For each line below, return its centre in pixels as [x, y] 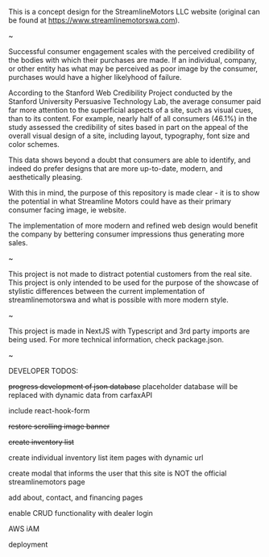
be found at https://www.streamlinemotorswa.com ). [94, 20]
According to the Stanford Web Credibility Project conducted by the [120, 93]
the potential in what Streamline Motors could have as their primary [120, 201]
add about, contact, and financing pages [76, 497]
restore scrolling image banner [59, 426]
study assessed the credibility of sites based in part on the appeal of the [128, 127]
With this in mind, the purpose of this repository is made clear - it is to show [134, 193]
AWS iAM [24, 529]
